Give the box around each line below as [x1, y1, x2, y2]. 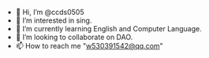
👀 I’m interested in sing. [15, 16, 92, 25]
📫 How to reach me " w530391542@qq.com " [15, 42, 163, 50]
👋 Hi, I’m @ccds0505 [15, 8, 84, 16]
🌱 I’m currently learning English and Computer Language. [15, 24, 203, 33]
